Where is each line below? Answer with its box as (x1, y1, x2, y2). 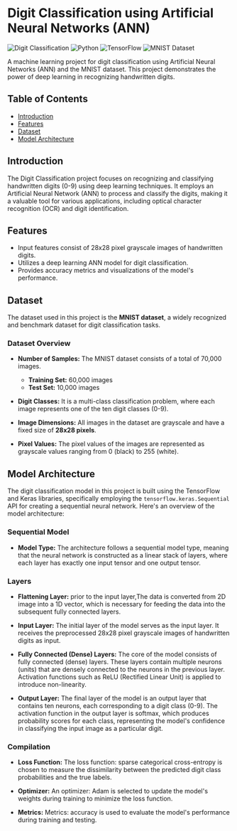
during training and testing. (17, 815, 97, 825)
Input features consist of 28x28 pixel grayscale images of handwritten (17, 244, 224, 252)
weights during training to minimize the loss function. (17, 794, 173, 803)
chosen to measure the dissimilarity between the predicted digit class (17, 766, 221, 774)
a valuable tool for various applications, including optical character (7, 197, 202, 205)
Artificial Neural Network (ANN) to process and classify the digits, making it (7, 189, 228, 197)
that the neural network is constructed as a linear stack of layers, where (17, 550, 228, 559)
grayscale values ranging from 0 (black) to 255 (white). (17, 447, 179, 456)
